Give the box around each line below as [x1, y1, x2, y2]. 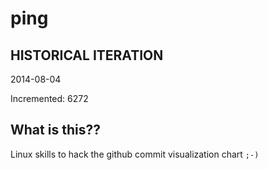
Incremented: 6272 [10, 93, 89, 104]
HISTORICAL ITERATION [10, 47, 164, 64]
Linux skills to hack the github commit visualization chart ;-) [10, 148, 260, 160]
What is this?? [10, 122, 101, 139]
